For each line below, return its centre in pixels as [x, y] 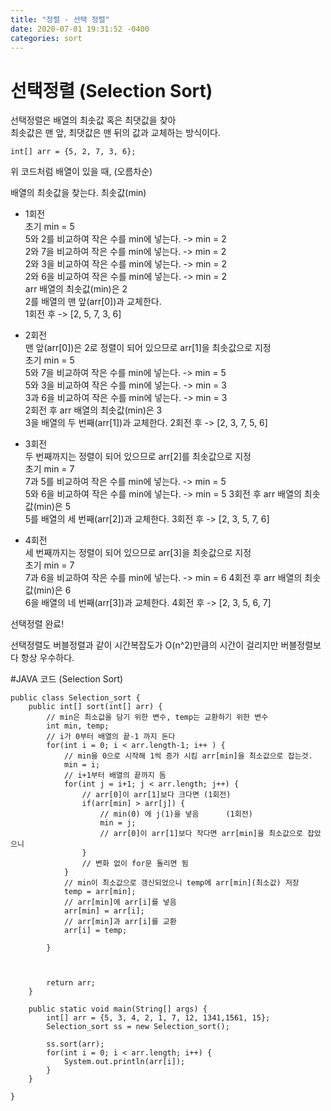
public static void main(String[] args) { [118, 1009]
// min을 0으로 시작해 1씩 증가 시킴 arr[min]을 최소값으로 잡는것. [188, 756]
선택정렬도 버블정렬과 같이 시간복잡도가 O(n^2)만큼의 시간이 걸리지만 [144, 645]
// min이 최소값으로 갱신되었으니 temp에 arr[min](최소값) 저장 [181, 883]
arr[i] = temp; [95, 931]
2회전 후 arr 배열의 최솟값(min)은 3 [93, 410]
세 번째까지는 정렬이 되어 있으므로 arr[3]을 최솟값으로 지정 [138, 553]
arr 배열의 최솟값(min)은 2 [76, 289]
